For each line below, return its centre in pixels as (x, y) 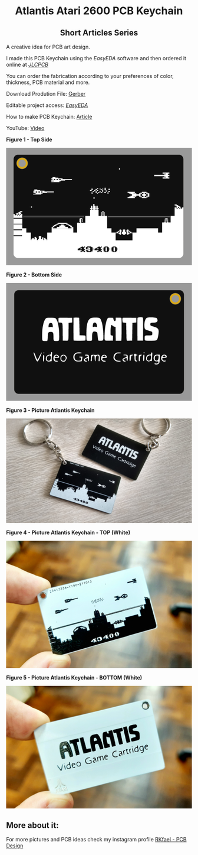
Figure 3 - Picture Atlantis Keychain (51, 410)
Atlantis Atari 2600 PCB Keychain (99, 11)
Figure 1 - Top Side (29, 139)
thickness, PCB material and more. (48, 82)
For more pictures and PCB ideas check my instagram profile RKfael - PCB (96, 840)
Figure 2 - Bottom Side (34, 275)
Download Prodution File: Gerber (46, 94)
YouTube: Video (25, 128)
